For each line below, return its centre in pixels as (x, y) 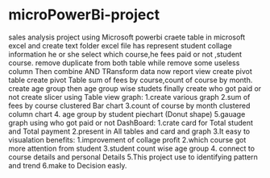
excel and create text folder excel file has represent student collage (120, 45)
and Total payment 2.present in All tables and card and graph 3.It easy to (129, 131)
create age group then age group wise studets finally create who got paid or (135, 88)
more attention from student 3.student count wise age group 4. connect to (132, 148)
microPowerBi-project (84, 15)
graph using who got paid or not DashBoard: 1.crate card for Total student (131, 122)
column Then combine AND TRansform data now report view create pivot (130, 71)
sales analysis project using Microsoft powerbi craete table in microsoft (127, 37)
